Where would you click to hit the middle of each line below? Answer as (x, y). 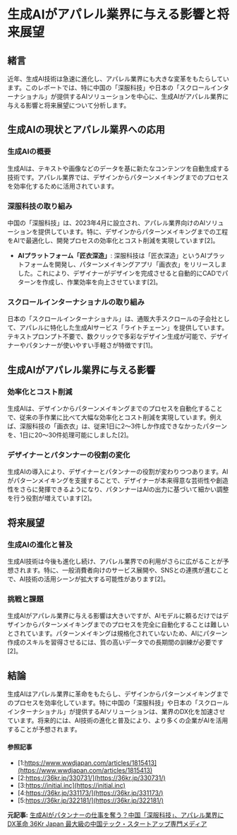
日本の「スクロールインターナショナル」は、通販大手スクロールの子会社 (112, 319)
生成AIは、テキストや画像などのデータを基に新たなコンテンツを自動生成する (118, 168)
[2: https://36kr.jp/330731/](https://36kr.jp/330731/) (91, 778)
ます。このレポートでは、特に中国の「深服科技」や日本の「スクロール (109, 88)
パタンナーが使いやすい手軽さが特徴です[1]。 (91, 345)
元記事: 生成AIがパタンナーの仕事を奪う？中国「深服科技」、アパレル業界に (116, 815)
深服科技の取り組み (40, 206)
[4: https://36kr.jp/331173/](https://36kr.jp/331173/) (90, 793)
